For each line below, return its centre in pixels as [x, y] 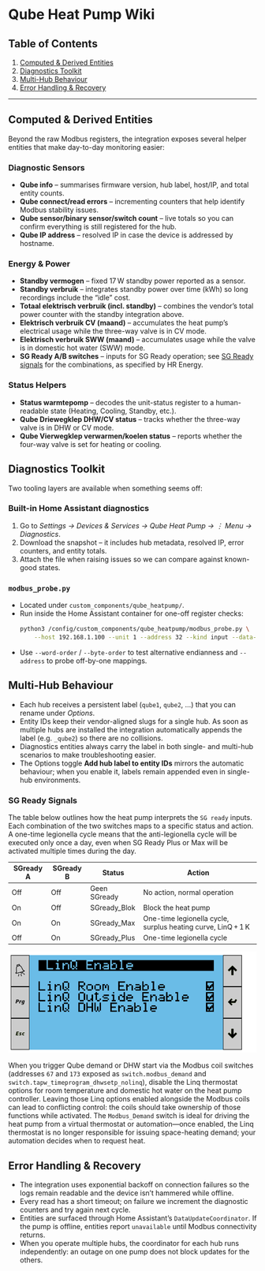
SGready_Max [113, 922]
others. [31, 1260]
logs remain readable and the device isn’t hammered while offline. [127, 1193]
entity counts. [42, 193]
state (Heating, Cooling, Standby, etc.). [113, 411]
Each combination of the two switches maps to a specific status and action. [131, 826]
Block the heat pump [177, 908]
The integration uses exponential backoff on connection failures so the [134, 1185]
